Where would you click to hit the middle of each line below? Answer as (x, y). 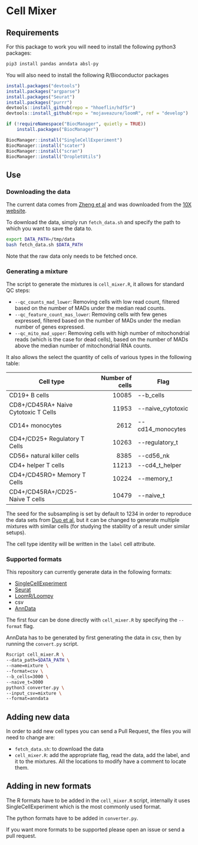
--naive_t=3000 (25, 682)
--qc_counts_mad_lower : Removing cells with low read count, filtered (97, 302)
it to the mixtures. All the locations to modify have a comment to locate (100, 761)
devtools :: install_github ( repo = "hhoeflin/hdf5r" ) (71, 108)
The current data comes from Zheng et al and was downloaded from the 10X (99, 205)
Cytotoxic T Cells (33, 412)
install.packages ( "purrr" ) (39, 102)
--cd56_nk (154, 456)
